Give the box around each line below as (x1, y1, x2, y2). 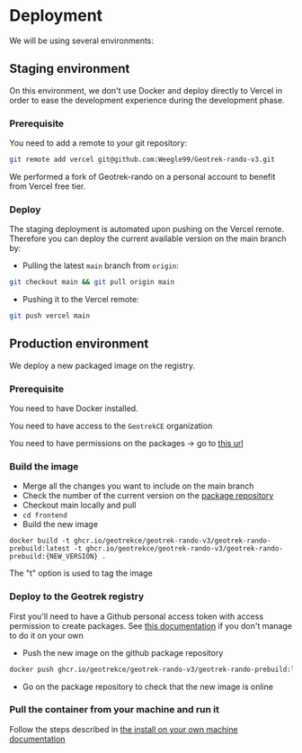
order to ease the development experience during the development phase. (9, 94, 285, 105)
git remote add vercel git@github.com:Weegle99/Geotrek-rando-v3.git (9, 155, 276, 165)
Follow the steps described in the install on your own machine (9, 723, 238, 734)
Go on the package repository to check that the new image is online (22, 681, 274, 692)
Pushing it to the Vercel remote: (22, 294, 139, 305)
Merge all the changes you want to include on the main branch (22, 480, 254, 491)
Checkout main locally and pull (22, 500, 137, 511)
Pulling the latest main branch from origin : (22, 260, 180, 271)
